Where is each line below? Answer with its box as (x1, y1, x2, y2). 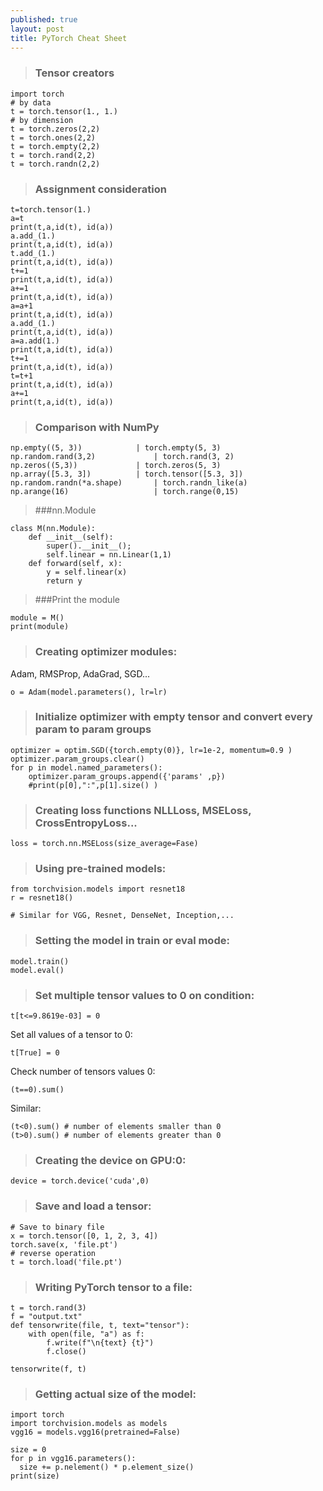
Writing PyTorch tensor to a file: (34, 1280, 193, 1294)
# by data (10, 97, 52, 108)
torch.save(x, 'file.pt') (10, 1239, 118, 1250)
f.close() (46, 1346, 87, 1356)
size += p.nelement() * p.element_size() (19, 1462, 195, 1473)
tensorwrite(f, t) (10, 1364, 87, 1374)
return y (46, 576, 83, 586)
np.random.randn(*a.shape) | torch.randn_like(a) (10, 478, 248, 488)
